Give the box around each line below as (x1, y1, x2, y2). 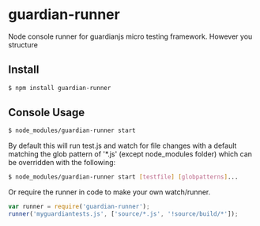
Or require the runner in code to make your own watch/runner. (8, 187, 211, 197)
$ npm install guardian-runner (8, 84, 111, 92)
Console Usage (8, 106, 85, 119)
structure (8, 40, 38, 49)
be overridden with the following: (8, 158, 116, 168)
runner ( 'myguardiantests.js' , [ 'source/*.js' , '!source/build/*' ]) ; (8, 210, 239, 218)
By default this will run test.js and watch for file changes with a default (8, 141, 237, 151)
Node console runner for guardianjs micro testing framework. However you (8, 32, 253, 41)
